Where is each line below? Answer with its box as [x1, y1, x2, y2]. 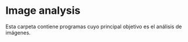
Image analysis [5, 4, 81, 17]
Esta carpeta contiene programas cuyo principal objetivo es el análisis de [5, 23, 182, 30]
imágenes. [5, 29, 31, 36]
